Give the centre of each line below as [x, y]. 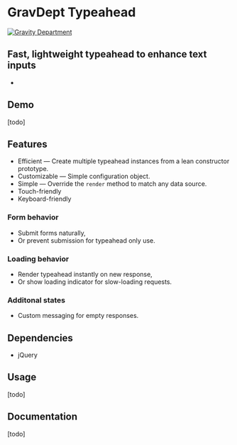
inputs [22, 66]
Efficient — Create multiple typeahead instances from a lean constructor [123, 161]
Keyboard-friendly [44, 199]
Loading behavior [38, 258]
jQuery [27, 355]
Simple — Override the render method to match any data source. [112, 184]
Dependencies [40, 338]
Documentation [43, 417]
